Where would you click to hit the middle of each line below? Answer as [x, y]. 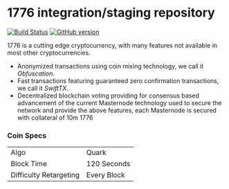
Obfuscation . [36, 73]
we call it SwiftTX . [43, 88]
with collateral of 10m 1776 [55, 117]
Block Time [29, 164]
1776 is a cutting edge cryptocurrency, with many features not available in [112, 45]
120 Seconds [108, 164]
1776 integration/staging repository [111, 13]
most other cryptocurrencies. [49, 53]
